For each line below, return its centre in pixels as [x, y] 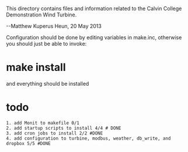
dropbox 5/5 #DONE [28, 143]
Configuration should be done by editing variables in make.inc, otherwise [94, 37]
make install [36, 67]
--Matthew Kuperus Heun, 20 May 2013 [54, 26]
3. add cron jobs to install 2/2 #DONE [55, 133]
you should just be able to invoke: [46, 44]
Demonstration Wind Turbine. [41, 15]
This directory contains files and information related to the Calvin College [94, 9]
